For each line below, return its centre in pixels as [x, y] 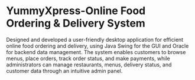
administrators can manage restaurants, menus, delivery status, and [89, 64]
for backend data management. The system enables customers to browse [96, 52]
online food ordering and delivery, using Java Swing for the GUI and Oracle [97, 46]
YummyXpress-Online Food [76, 11]
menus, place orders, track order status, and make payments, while [88, 58]
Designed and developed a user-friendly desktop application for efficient [95, 39]
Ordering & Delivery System [76, 23]
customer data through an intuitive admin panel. [64, 71]
